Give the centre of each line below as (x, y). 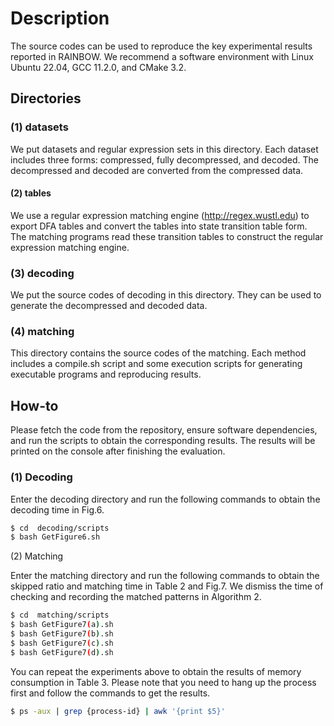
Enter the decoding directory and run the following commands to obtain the (165, 499)
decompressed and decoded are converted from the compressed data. (157, 170)
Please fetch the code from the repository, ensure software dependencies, (164, 430)
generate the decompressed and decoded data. (109, 306)
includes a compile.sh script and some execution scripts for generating (156, 364)
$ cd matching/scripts (60, 615)
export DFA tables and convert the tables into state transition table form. (159, 226)
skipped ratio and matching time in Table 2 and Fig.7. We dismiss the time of (167, 586)
